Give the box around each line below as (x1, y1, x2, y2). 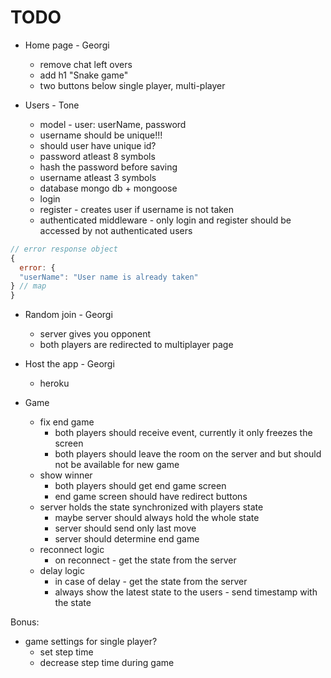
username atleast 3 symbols (39, 171, 157, 183)
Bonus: (10, 616, 40, 628)
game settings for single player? (24, 636, 158, 648)
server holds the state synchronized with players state (39, 501, 264, 513)
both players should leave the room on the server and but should (54, 448, 322, 460)
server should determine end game (54, 533, 200, 545)
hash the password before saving (39, 161, 178, 173)
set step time (39, 646, 94, 658)
